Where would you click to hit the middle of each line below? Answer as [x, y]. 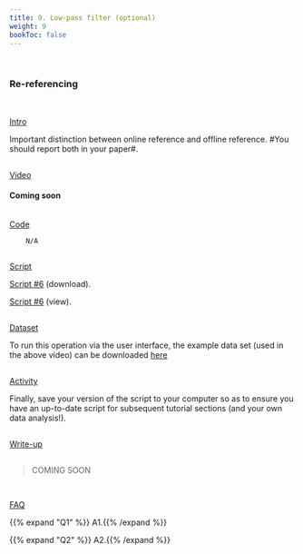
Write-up [26, 444]
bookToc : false [38, 35]
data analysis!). [38, 418]
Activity [24, 381]
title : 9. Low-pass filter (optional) [83, 18]
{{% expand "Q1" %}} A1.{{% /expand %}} [88, 522]
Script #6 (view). [41, 302]
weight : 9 [28, 26]
